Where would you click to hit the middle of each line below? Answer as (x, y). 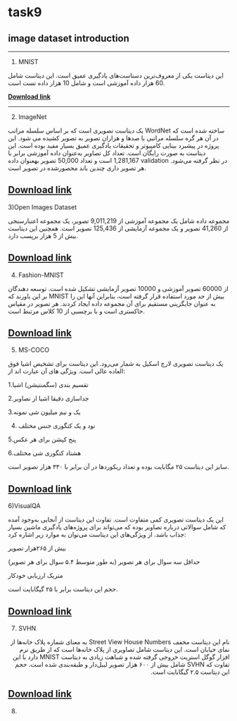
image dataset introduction (69, 38)
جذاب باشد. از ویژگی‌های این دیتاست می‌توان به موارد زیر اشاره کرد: (97, 535)
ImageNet (32, 117)
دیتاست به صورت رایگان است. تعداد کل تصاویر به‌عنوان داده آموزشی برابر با (107, 153)
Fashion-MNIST (41, 275)
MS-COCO (34, 350)
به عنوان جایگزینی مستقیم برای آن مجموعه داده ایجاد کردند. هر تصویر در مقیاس (112, 303)
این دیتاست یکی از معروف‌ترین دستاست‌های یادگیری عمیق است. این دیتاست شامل (116, 75)
